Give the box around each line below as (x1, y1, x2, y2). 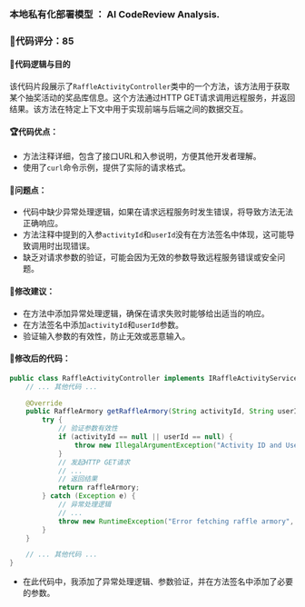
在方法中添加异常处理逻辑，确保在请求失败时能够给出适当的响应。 (22, 307, 270, 319)
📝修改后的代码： (9, 353, 71, 364)
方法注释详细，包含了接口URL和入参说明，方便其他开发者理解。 (22, 151, 261, 162)
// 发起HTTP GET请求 (57, 457, 131, 467)
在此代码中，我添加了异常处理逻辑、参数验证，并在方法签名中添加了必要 (22, 576, 293, 587)
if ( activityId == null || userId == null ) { (57, 433, 233, 442)
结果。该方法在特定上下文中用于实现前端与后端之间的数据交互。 (9, 104, 248, 114)
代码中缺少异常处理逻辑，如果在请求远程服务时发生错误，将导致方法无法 (22, 206, 293, 217)
